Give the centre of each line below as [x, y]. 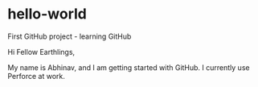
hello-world [47, 14]
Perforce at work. [37, 76]
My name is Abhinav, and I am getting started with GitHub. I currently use [129, 67]
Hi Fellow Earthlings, [41, 52]
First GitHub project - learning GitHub [70, 36]
